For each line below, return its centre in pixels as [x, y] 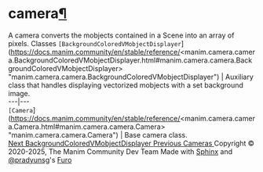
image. [19, 93]
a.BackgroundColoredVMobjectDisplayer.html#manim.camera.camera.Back [130, 60]
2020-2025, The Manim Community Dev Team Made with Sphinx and [121, 151]
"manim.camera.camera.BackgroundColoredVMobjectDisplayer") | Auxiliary [131, 77]
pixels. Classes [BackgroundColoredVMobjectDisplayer [95, 43]
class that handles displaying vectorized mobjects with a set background [126, 85]
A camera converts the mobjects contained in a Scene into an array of [121, 35]
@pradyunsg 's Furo [40, 159]
